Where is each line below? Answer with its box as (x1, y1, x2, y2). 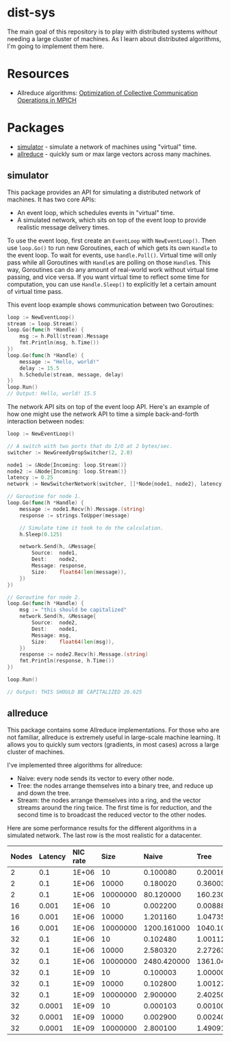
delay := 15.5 (19, 364, 60, 371)
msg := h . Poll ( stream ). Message (19, 333, 109, 340)
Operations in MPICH (16, 96, 77, 104)
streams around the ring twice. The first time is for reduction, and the (16, 803, 212, 811)
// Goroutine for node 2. (7, 594, 81, 601)
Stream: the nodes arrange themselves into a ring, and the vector (16, 796, 201, 804)
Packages (7, 120, 65, 136)
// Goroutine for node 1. (7, 493, 81, 500)
